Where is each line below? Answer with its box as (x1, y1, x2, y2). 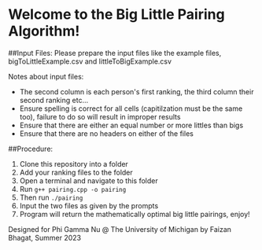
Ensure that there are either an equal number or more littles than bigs (19, 120, 244, 130)
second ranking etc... (19, 95, 89, 105)
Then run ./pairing (19, 193, 83, 202)
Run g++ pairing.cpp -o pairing (19, 184, 127, 193)
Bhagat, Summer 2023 (8, 233, 82, 242)
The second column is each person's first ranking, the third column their (19, 86, 254, 96)
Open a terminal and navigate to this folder (19, 175, 159, 186)
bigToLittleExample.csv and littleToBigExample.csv (8, 57, 172, 66)
